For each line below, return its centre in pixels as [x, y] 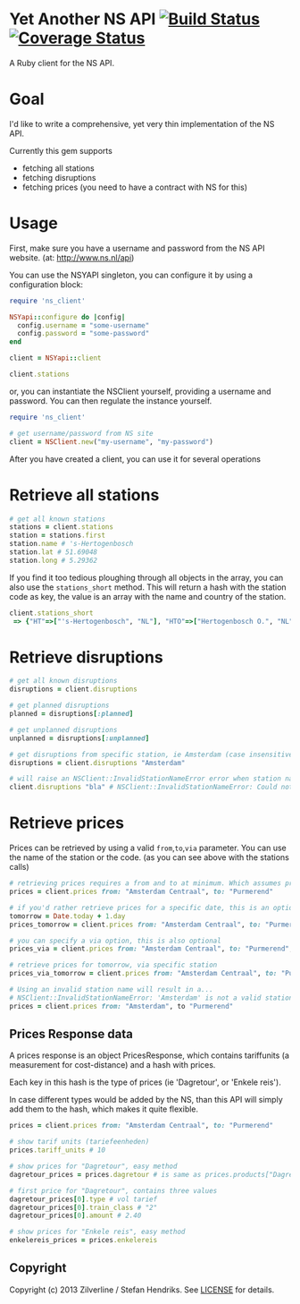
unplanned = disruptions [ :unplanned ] [79, 738]
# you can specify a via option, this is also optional [115, 941]
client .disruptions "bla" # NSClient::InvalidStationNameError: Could [143, 788]
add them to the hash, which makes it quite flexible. [104, 1109]
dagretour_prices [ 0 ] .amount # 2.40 [75, 1216]
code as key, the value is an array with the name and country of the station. [148, 596]
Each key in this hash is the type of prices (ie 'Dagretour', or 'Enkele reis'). [145, 1082]
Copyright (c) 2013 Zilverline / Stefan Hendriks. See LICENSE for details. [142, 1290]
